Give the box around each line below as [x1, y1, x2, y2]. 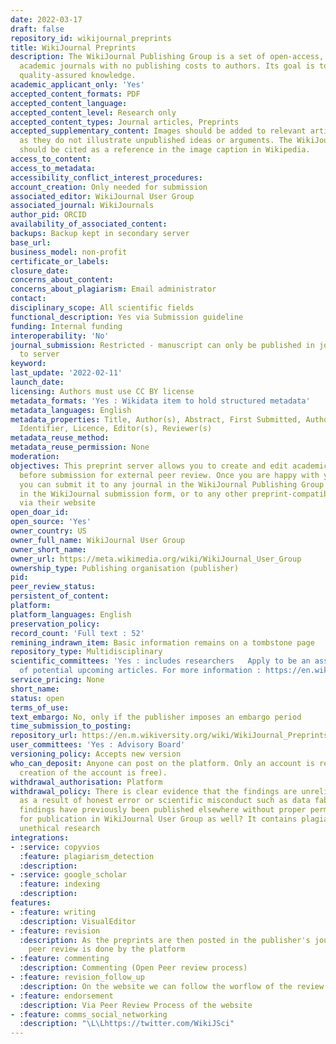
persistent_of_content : [10, 591, 110, 601]
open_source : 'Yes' [10, 517, 92, 527]
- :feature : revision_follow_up [10, 972, 145, 982]
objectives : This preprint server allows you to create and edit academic [10, 461, 329, 471]
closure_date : [10, 266, 70, 276]
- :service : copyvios [10, 842, 101, 852]
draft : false [10, 24, 65, 34]
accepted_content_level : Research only [10, 107, 177, 118]
